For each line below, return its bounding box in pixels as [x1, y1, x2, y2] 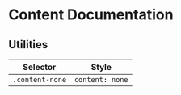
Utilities [8, 38, 48, 52]
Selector [23, 62, 57, 72]
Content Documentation [8, 6, 174, 24]
